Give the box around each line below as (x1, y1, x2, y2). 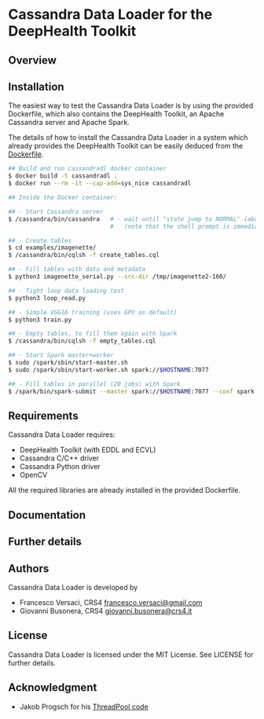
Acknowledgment (8, 681, 97, 695)
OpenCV (19, 470, 48, 480)
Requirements (8, 409, 79, 422)
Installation (8, 80, 64, 94)
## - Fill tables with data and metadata (8, 266, 146, 273)
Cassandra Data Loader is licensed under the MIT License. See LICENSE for (8, 650, 254, 659)
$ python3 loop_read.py (8, 294, 86, 302)
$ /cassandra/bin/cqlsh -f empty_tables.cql (8, 337, 156, 345)
